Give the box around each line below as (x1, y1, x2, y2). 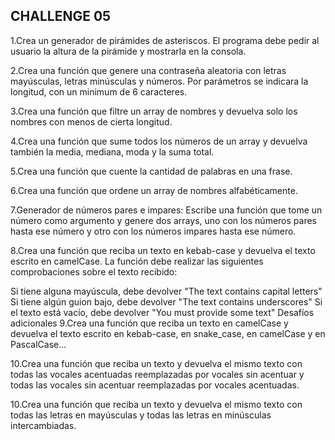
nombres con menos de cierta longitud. (10, 115, 173, 128)
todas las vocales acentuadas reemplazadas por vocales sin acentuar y (10, 368, 305, 380)
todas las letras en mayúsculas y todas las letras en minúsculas (10, 409, 272, 421)
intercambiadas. (10, 419, 77, 431)
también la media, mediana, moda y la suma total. (10, 145, 215, 158)
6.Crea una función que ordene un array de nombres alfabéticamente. (10, 184, 298, 196)
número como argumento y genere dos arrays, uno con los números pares (10, 214, 317, 226)
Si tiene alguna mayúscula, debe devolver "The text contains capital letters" (10, 285, 323, 297)
